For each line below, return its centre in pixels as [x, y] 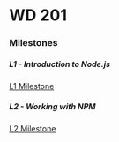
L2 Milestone [33, 129]
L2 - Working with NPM [52, 106]
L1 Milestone [32, 86]
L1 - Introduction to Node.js [60, 64]
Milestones [33, 43]
